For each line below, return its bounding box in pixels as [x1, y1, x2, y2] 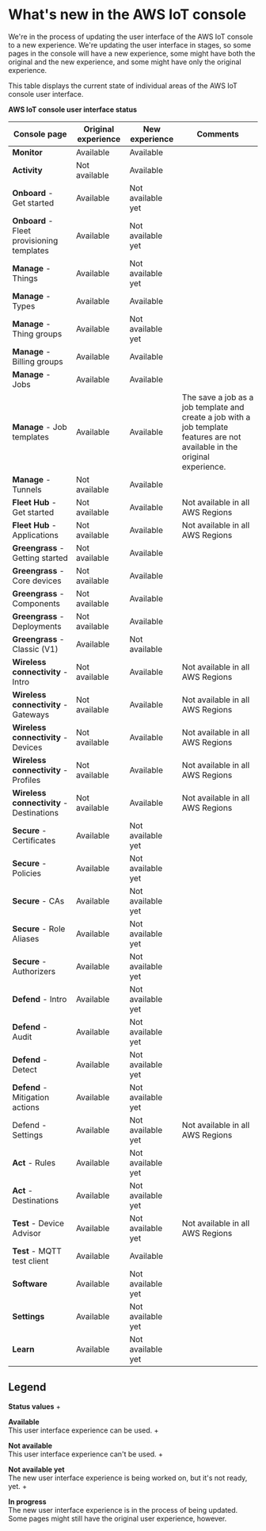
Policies [12, 867, 42, 878]
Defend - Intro [12, 993, 67, 1004]
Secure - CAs [12, 895, 65, 906]
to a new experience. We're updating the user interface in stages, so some [8, 40, 252, 49]
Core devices [12, 575, 62, 586]
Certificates [12, 835, 56, 846]
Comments [196, 129, 240, 140]
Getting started [12, 552, 69, 563]
